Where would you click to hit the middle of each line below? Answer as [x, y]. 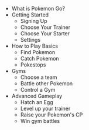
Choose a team [39, 77]
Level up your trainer [45, 109]
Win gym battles [40, 121]
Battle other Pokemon [47, 84]
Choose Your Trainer [45, 27]
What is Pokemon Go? [38, 9]
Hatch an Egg [37, 102]
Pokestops [33, 65]
